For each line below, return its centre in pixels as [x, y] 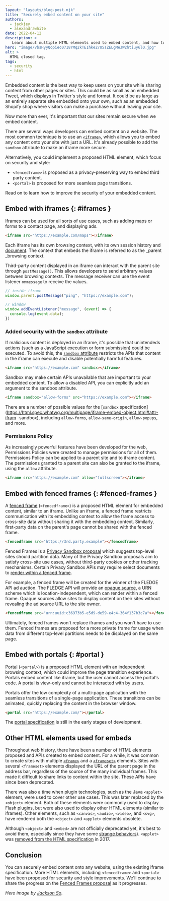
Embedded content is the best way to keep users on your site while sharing [83, 85]
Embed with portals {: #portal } [55, 655]
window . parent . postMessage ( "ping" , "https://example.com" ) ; [70, 295]
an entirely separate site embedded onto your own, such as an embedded [82, 101]
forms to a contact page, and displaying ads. [52, 226]
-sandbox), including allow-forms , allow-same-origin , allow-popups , [87, 417]
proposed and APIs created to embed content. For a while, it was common [82, 755]
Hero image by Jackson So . [34, 893]
